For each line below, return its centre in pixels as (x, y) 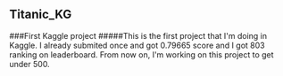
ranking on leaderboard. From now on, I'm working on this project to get (141, 54)
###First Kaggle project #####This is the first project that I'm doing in (138, 35)
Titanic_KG (41, 15)
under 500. (30, 64)
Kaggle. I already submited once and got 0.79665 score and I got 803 (137, 45)
